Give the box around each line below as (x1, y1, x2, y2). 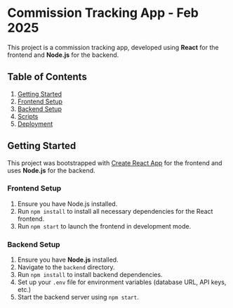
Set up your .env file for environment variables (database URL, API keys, (17, 278, 227, 286)
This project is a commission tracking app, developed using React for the (7, 43, 219, 51)
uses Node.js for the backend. (7, 166, 96, 174)
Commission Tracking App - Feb (7, 5, 199, 21)
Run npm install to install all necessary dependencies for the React (17, 207, 213, 215)
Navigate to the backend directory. (17, 263, 115, 271)
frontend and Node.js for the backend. (7, 51, 119, 59)
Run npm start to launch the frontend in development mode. (17, 222, 192, 230)
